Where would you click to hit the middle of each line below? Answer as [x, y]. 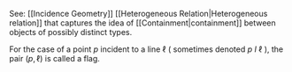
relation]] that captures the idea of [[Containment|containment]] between [142, 23]
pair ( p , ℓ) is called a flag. [54, 58]
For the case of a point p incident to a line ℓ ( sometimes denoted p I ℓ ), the [146, 49]
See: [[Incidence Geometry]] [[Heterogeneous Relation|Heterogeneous [138, 14]
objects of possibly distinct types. [71, 32]
